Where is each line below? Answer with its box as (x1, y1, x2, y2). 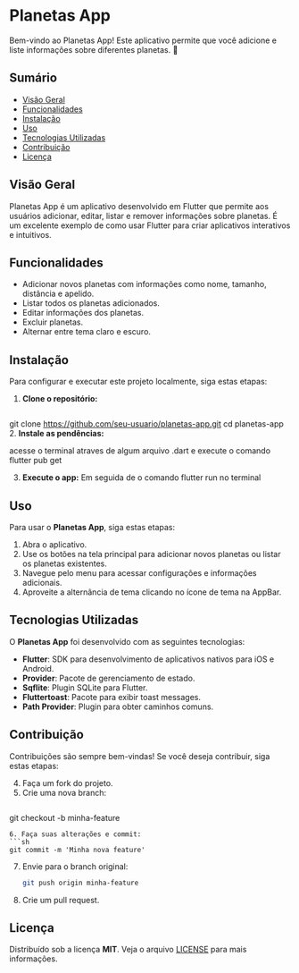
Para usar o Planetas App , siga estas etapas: (9, 522, 176, 532)
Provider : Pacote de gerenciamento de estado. (21, 673, 195, 683)
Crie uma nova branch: (21, 787, 107, 798)
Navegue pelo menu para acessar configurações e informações (21, 568, 257, 578)
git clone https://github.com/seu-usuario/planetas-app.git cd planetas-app (9, 419, 284, 429)
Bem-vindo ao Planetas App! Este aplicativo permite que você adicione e (9, 35, 277, 46)
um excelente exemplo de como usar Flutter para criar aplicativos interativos (9, 220, 291, 231)
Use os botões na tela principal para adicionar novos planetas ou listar (21, 549, 281, 559)
